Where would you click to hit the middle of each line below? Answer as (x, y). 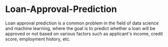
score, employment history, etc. (38, 39)
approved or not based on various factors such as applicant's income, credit (84, 33)
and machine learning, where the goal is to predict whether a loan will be (80, 28)
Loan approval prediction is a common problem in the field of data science (82, 23)
